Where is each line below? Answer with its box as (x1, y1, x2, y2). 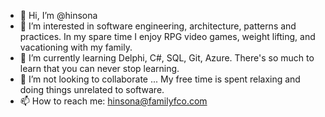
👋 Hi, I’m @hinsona (19, 10, 98, 21)
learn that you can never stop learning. (19, 63, 180, 74)
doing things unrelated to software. (19, 84, 165, 95)
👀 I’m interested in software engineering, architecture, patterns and (19, 20, 297, 32)
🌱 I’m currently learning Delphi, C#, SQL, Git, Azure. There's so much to (19, 52, 315, 64)
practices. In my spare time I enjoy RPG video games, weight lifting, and (19, 31, 316, 42)
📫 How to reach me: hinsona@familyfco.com (19, 95, 208, 107)
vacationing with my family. (19, 41, 133, 53)
